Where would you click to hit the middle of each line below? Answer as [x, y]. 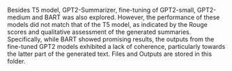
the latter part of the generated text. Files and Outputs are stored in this [110, 54]
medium [19, 17]
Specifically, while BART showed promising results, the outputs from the [111, 39]
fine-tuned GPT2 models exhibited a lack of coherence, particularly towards [116, 47]
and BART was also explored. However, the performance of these [126, 17]
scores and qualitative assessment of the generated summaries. [99, 32]
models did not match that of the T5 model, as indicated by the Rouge [107, 24]
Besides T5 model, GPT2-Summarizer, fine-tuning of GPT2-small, [102, 10]
